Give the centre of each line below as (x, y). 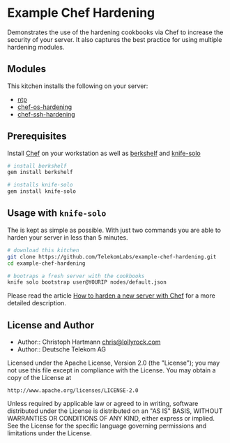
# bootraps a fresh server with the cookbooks (76, 276)
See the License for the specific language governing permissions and (107, 426)
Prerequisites (37, 137)
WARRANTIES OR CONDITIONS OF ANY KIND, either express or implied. (111, 419)
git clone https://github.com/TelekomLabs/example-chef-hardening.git (112, 256)
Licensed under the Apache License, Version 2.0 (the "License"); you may (114, 363)
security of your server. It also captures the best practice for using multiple (115, 39)
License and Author (51, 325)
